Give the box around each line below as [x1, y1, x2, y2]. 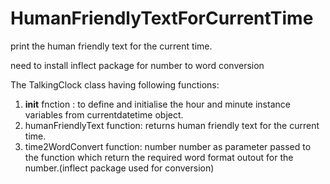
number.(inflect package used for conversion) [24, 162, 215, 174]
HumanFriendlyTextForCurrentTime [10, 7, 314, 30]
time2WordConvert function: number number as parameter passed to [24, 140, 312, 152]
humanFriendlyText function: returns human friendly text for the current [24, 119, 320, 131]
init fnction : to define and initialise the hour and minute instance [24, 98, 291, 110]
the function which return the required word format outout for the [24, 151, 294, 163]
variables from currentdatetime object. [24, 108, 184, 121]
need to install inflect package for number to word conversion [10, 59, 265, 71]
